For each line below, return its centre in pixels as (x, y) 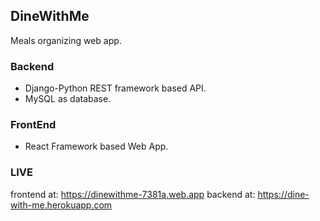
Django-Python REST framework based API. (115, 88)
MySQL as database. (68, 99)
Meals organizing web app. (66, 40)
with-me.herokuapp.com (61, 205)
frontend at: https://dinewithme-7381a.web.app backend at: (133, 194)
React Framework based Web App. (96, 146)
